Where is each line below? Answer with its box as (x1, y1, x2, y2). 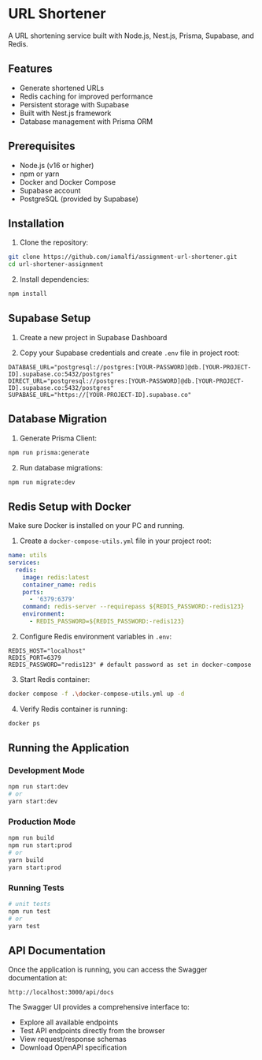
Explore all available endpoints (19, 1017, 119, 1027)
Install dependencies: (19, 275, 90, 284)
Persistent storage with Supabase (19, 99, 130, 109)
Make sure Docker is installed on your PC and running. (8, 521, 185, 530)
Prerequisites (8, 140, 76, 153)
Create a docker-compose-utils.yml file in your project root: (19, 536, 212, 545)
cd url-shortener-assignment (8, 260, 104, 268)
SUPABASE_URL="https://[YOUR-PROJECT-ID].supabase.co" (8, 391, 192, 399)
